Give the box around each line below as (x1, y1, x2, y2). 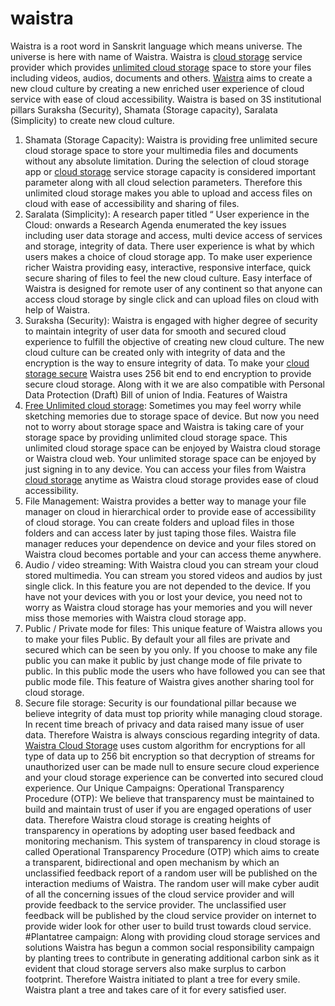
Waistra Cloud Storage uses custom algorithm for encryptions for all (24, 739, 306, 751)
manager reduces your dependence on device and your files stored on (24, 537, 317, 549)
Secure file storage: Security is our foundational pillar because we (24, 697, 297, 709)
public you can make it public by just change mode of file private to (24, 654, 303, 666)
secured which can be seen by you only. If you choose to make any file (24, 643, 318, 656)
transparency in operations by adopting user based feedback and (24, 824, 296, 836)
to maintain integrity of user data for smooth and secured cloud (24, 325, 287, 337)
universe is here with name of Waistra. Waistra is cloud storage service (10, 50, 303, 62)
